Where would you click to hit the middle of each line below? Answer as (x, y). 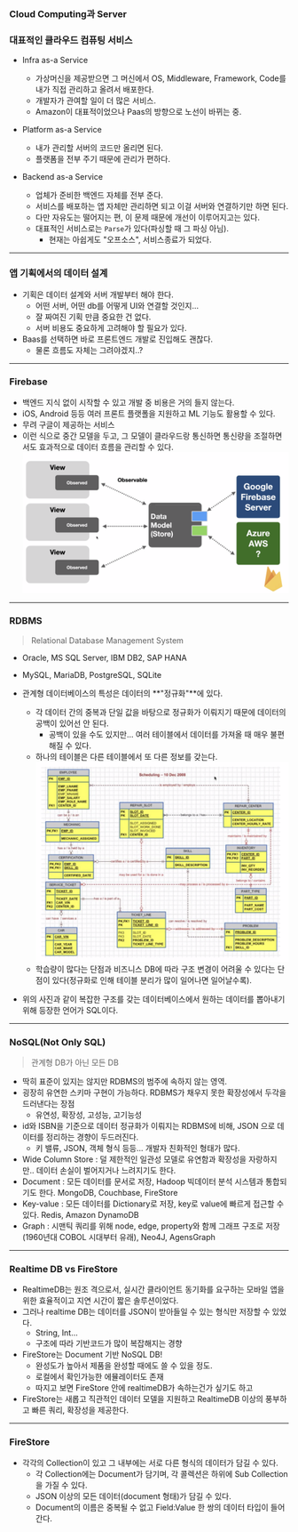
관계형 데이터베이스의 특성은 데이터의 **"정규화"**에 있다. (122, 693)
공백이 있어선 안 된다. (72, 723)
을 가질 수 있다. (61, 1485)
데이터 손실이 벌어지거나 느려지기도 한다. (106, 1170)
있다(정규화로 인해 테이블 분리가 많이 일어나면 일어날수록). (152, 980)
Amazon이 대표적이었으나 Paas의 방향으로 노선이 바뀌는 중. (138, 112)
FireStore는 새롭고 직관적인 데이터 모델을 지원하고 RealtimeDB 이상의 (142, 1399)
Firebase (28, 382)
